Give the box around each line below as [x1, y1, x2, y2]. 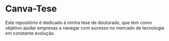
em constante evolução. [5, 30, 55, 36]
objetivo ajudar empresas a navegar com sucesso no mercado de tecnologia [5, 24, 164, 30]
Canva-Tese [5, 3, 57, 14]
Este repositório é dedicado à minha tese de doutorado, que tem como [5, 19, 152, 25]
